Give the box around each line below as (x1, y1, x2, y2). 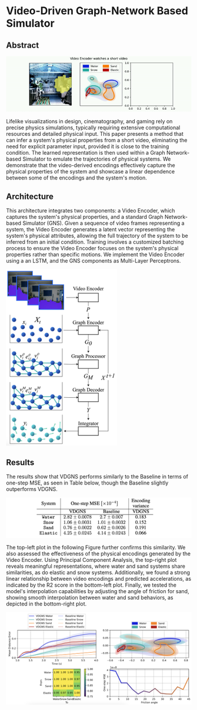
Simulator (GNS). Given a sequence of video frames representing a (22, 220, 185, 227)
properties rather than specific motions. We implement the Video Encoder (6, 251, 185, 258)
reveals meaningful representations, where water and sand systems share (6, 562, 185, 570)
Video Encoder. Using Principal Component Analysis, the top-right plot (6, 556, 177, 563)
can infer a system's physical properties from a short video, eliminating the (6, 137, 188, 144)
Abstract (6, 40, 39, 50)
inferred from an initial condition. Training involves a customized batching (6, 238, 184, 246)
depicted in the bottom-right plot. (6, 600, 87, 607)
